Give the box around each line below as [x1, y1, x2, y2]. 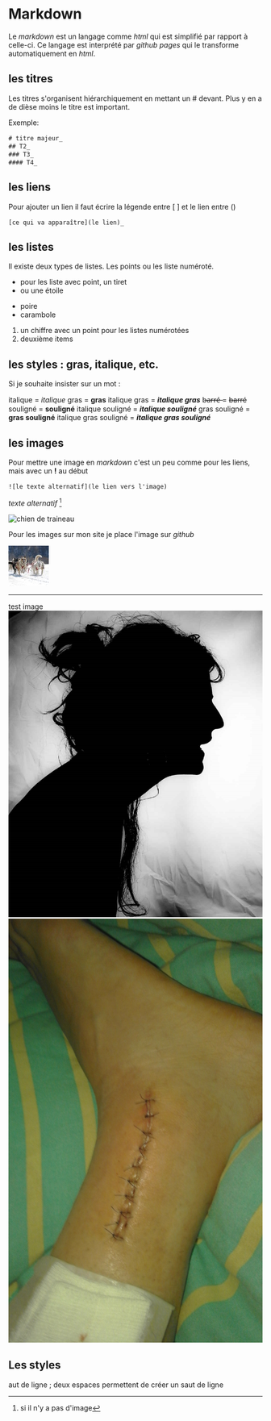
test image [8, 602, 44, 611]
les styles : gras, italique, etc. [8, 357, 159, 371]
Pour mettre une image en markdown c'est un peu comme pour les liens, [8, 457, 251, 467]
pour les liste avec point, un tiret [19, 277, 127, 287]
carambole [19, 310, 56, 319]
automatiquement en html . [8, 48, 96, 58]
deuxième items [19, 334, 74, 344]
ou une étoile [19, 285, 64, 295]
